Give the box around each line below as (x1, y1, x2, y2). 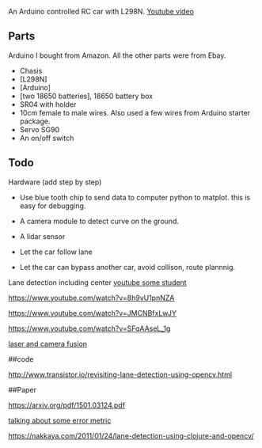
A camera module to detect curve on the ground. (19, 216, 180, 226)
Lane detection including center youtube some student (8, 277, 188, 287)
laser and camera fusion (8, 339, 88, 348)
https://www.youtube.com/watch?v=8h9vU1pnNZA (8, 293, 175, 302)
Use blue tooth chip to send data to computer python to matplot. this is (19, 192, 251, 202)
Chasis (19, 66, 43, 75)
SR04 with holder (19, 99, 77, 109)
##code (8, 354, 34, 363)
